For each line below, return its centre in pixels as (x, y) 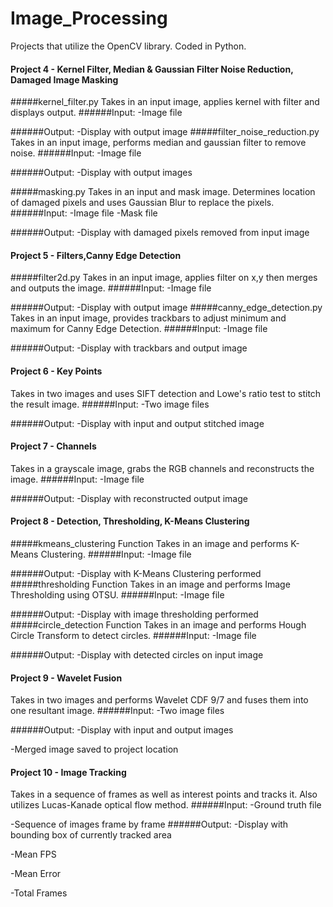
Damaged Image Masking (64, 79)
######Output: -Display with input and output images (122, 730)
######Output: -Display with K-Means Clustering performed (136, 573)
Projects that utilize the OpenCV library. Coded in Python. (128, 46)
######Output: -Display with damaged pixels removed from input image (160, 233)
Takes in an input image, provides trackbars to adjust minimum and (148, 318)
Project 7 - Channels (53, 446)
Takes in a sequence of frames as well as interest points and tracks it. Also (164, 794)
